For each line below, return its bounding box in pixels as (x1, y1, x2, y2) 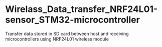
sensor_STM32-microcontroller (5, 14, 140, 25)
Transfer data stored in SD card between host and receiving (5, 30, 129, 36)
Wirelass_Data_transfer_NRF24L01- (5, 3, 158, 15)
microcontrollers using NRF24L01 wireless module (5, 36, 109, 42)
